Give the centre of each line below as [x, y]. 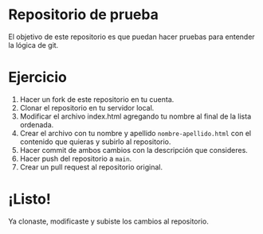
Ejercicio [38, 78]
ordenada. [37, 124]
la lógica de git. [33, 45]
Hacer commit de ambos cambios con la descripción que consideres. [134, 150]
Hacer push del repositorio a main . [76, 158]
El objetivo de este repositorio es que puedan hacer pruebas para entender [131, 37]
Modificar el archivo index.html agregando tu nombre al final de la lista [135, 116]
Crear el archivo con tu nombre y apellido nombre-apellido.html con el [135, 133]
